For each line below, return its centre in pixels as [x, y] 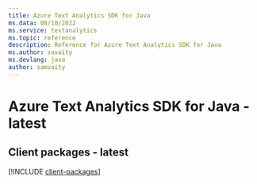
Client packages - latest [69, 153]
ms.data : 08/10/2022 [42, 23]
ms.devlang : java [37, 60]
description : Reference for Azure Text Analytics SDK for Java [115, 45]
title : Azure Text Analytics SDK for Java [79, 15]
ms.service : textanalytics [53, 30]
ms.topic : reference [42, 38]
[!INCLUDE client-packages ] [54, 171]
